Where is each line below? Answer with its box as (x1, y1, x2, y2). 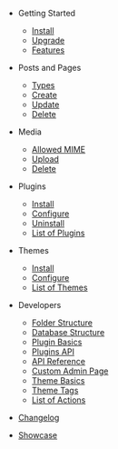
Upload (31, 154, 59, 165)
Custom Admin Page (31, 365, 109, 376)
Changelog (17, 413, 60, 423)
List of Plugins (31, 227, 85, 238)
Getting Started (17, 8, 75, 18)
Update (31, 99, 60, 110)
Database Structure (31, 327, 105, 337)
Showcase (17, 430, 57, 440)
